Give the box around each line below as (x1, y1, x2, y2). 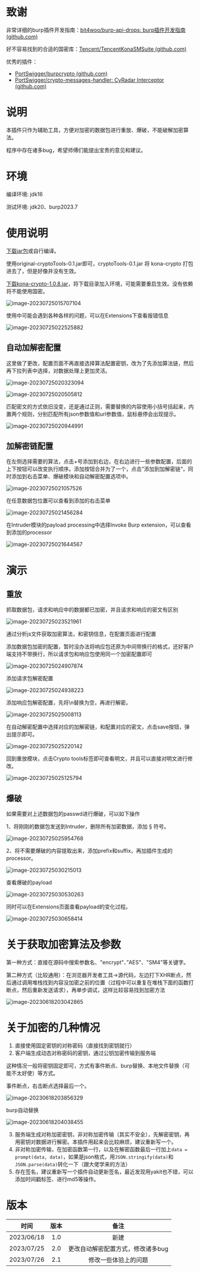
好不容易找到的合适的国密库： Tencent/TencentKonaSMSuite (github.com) (6, 45, 187, 53)
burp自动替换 (6, 1107, 39, 1114)
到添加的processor (6, 529, 52, 536)
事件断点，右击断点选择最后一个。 (6, 1082, 90, 1090)
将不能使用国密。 (6, 287, 48, 294)
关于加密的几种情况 (6, 1021, 101, 1035)
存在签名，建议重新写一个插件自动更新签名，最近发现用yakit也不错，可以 (14, 1168, 194, 1175)
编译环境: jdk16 (6, 191, 43, 198)
